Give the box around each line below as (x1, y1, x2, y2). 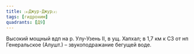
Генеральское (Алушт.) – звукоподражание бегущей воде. (6, 41, 151, 48)
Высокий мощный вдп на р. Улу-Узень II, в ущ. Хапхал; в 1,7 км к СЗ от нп (6, 35, 189, 42)
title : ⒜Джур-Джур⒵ (6, 8, 57, 15)
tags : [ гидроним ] (6, 14, 48, 20)
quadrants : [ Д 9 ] (6, 19, 45, 25)
